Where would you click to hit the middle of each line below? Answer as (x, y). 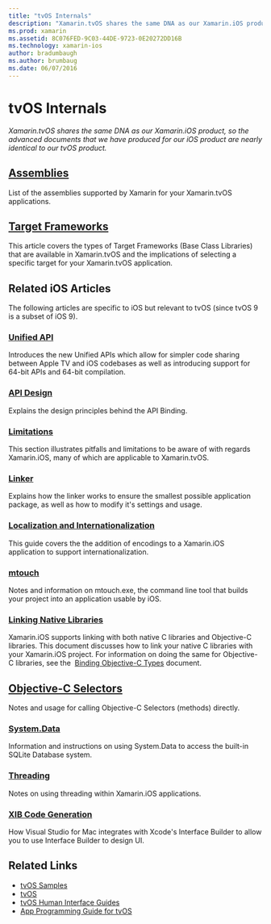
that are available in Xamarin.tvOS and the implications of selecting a (122, 254)
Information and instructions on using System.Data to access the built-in (128, 746)
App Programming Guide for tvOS (76, 911)
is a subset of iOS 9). (43, 316)
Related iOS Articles (60, 288)
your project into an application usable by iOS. (85, 599)
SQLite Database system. (50, 755)
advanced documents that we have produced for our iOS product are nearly (135, 139)
